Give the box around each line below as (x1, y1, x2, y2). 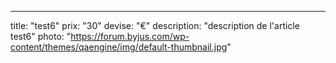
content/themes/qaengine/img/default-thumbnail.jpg (10, 41, 228, 53)
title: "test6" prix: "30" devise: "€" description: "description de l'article (10, 20, 300, 31)
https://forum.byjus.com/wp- (70, 31, 190, 42)
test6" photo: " (10, 31, 72, 42)
